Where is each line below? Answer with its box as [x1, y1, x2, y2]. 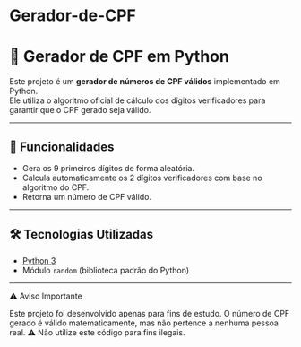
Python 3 [21, 255, 56, 265]
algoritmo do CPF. [21, 181, 90, 193]
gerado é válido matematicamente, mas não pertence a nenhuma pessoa [9, 317, 279, 328]
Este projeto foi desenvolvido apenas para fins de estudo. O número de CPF [9, 308, 290, 318]
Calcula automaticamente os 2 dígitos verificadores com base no [21, 172, 262, 183]
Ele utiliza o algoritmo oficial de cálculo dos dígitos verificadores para [9, 95, 266, 106]
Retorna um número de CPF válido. [21, 191, 152, 202]
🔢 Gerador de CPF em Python [9, 47, 230, 67]
